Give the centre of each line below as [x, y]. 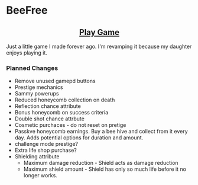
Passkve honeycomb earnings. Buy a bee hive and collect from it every [101, 132]
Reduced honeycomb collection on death [65, 100]
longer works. [40, 176]
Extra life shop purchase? [46, 150]
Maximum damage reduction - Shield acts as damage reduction [101, 163]
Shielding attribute [37, 157]
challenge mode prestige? [46, 144]
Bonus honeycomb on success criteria [61, 113]
